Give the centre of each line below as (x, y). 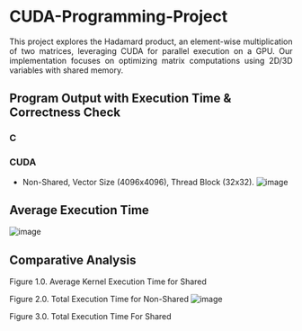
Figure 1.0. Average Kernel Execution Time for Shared (108, 282)
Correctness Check (65, 113)
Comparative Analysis (73, 259)
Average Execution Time (80, 210)
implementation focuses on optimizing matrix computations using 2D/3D (151, 60)
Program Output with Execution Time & (120, 98)
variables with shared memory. (67, 70)
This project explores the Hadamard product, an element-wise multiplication (151, 41)
